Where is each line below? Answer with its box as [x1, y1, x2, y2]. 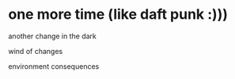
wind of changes [8, 46, 63, 56]
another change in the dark [8, 31, 97, 41]
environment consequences [8, 61, 100, 71]
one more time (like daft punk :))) [8, 5, 228, 23]
